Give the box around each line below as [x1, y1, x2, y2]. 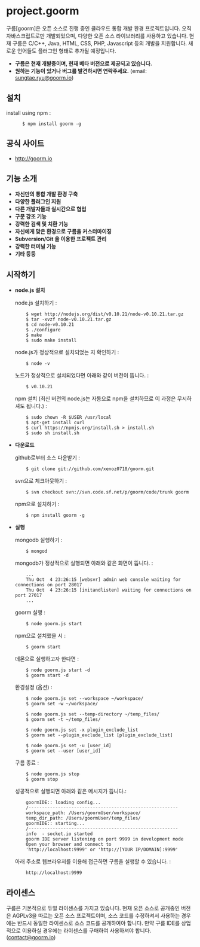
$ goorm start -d [26, 672, 69, 678]
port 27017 [14, 592, 42, 599]
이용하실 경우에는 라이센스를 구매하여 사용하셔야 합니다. [21, 927, 152, 934]
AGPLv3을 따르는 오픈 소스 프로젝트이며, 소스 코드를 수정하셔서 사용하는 [12, 912, 180, 919]
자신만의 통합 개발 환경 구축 [14, 190, 78, 198]
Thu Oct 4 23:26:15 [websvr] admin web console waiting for [26, 577, 181, 583]
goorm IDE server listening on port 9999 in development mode [26, 836, 184, 842]
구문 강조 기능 [14, 213, 47, 220]
